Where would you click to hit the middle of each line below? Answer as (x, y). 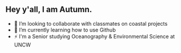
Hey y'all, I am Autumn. (49, 10)
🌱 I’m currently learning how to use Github (65, 30)
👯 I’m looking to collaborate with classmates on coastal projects (91, 23)
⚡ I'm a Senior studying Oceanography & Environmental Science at (94, 36)
